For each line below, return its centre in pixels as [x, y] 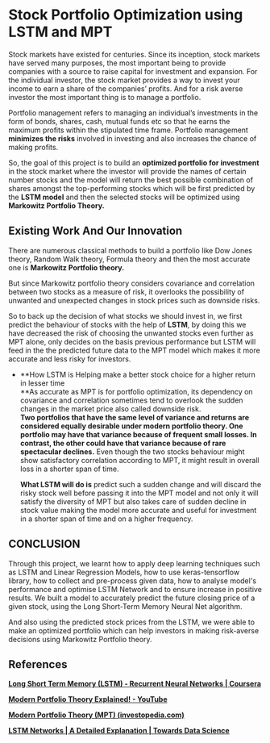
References [38, 664]
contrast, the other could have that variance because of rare [123, 443]
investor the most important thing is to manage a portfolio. [105, 97]
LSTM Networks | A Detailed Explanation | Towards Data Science [119, 731]
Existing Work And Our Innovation [96, 231]
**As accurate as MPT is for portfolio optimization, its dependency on [136, 391]
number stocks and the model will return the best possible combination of [131, 180]
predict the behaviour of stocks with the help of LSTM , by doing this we [127, 324]
